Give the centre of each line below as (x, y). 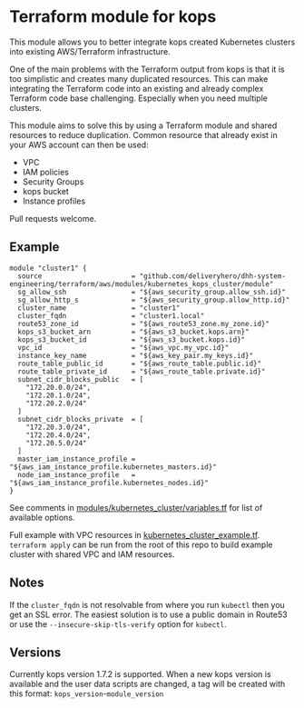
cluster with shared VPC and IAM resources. (92, 554)
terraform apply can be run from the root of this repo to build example (141, 544)
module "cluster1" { (49, 268)
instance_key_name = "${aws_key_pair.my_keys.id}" (136, 355)
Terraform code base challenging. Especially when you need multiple (138, 98)
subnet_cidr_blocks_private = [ (81, 419)
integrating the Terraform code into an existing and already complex (137, 88)
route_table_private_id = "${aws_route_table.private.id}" (142, 371)
